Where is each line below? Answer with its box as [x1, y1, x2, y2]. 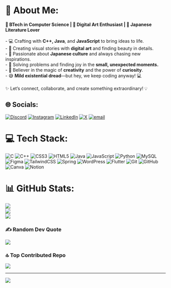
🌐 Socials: [5, 100, 39, 109]
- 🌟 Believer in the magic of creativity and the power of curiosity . [5, 67, 144, 73]
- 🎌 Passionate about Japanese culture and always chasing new [5, 50, 141, 56]
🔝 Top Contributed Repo [5, 251, 66, 258]
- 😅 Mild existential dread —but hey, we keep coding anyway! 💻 [5, 72, 141, 78]
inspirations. [5, 56, 32, 62]
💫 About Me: [5, 5, 59, 16]
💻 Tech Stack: [5, 132, 68, 144]
